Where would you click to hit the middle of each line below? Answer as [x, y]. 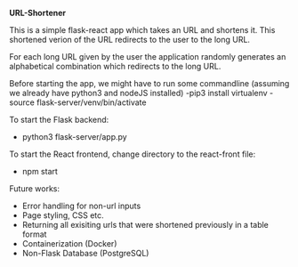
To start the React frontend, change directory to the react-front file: [133, 154]
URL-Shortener [38, 13]
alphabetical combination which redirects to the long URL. [115, 66]
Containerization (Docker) [69, 243]
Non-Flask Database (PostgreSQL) [85, 253]
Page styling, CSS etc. [63, 215]
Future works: [35, 189]
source [22, 102]
